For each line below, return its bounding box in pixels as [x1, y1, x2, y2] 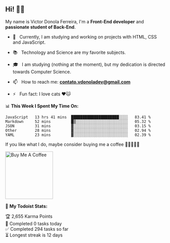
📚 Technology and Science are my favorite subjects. [12, 49, 126, 55]
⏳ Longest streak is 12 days [5, 232, 63, 238]
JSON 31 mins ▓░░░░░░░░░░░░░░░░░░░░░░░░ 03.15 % [5, 123, 151, 128]
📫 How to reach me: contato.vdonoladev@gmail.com [12, 79, 131, 85]
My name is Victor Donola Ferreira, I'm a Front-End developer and [5, 18, 144, 24]
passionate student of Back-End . [5, 24, 76, 30]
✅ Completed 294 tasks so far [5, 226, 69, 232]
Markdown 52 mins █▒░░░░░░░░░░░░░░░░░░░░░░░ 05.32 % [5, 119, 151, 124]
